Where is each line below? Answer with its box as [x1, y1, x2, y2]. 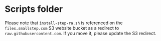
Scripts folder [5, 3, 63, 15]
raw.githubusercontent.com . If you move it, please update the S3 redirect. [5, 30, 156, 36]
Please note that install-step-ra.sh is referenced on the [5, 20, 123, 26]
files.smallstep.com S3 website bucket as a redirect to [5, 25, 119, 31]
